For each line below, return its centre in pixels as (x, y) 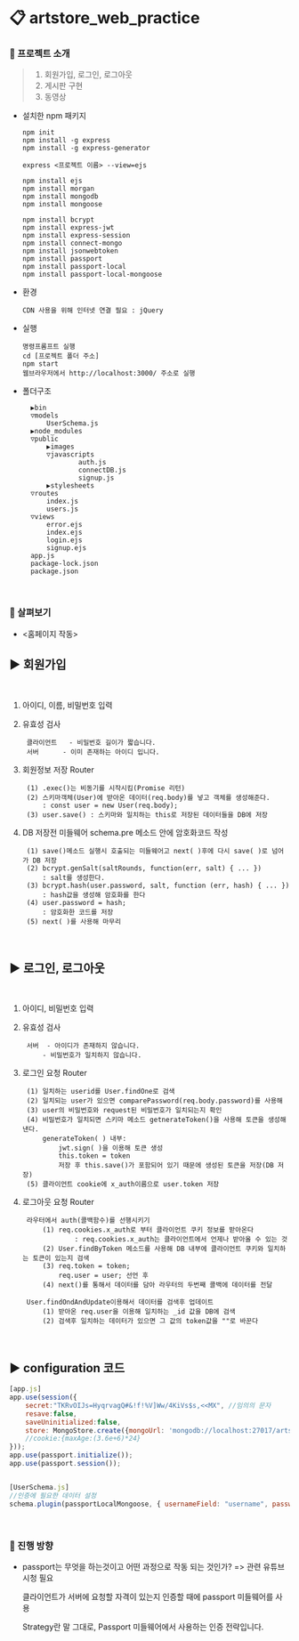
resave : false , (51, 1414)
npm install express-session (76, 236)
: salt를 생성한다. (73, 877)
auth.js (93, 463)
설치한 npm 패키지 (54, 116)
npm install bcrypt (58, 220)
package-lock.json (65, 564)
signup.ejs (66, 548)
